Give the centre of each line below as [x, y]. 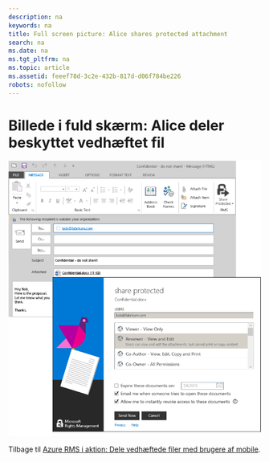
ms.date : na [28, 51]
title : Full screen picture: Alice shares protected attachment [118, 34]
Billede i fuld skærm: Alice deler [116, 125]
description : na [35, 17]
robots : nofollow [37, 84]
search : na [26, 43]
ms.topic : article [39, 68]
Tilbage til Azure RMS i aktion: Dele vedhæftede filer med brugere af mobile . [134, 449]
